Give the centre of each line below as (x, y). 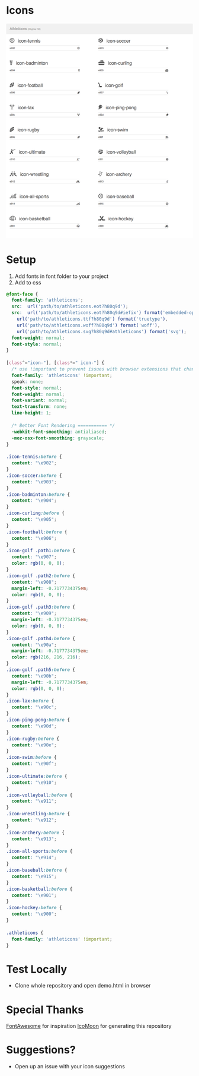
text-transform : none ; (39, 407)
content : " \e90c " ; (34, 707)
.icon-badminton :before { (38, 494)
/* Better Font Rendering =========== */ (63, 425)
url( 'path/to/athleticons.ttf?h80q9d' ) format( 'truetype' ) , (92, 319)
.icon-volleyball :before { (39, 795)
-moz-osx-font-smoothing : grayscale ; (58, 438)
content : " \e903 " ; (34, 482)
